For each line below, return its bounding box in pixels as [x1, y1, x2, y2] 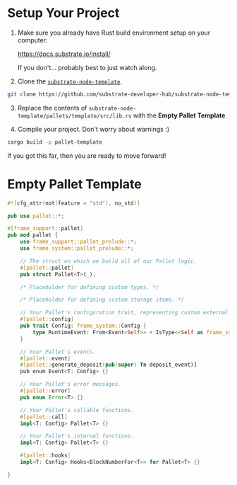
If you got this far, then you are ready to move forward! [7, 151, 166, 160]
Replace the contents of [17, 103, 87, 112]
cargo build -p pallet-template [7, 138, 102, 146]
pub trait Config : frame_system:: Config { [20, 322, 147, 329]
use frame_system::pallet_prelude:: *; [20, 245, 134, 252]
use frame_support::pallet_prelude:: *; [20, 239, 138, 246]
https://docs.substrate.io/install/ [17, 50, 111, 58]
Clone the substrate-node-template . [17, 76, 122, 86]
